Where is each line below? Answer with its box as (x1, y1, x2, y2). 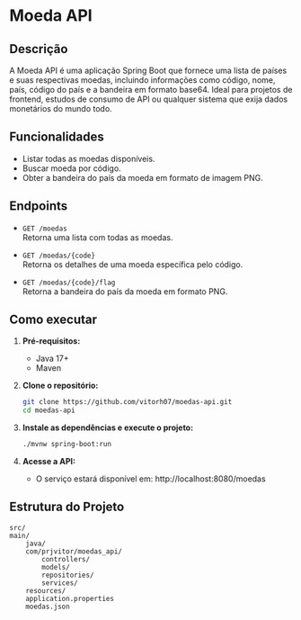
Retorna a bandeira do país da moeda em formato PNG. (22, 285, 228, 297)
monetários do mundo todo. (9, 103, 112, 113)
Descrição (9, 41, 68, 57)
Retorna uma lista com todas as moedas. (22, 231, 173, 243)
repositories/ (41, 571, 94, 580)
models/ (41, 562, 70, 571)
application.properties (25, 594, 115, 603)
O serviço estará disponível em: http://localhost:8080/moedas (35, 473, 267, 484)
